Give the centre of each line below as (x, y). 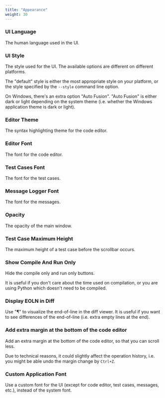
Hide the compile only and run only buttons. (50, 273)
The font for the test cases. (33, 178)
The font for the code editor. (34, 154)
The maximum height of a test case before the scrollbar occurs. (70, 249)
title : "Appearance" (27, 10)
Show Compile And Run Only (41, 262)
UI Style (15, 55)
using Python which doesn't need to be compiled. (56, 288)
